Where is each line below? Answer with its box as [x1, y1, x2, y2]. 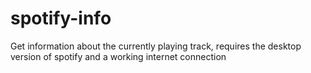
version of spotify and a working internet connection [10, 50, 227, 62]
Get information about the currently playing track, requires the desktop [10, 40, 302, 52]
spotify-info [10, 7, 112, 30]
